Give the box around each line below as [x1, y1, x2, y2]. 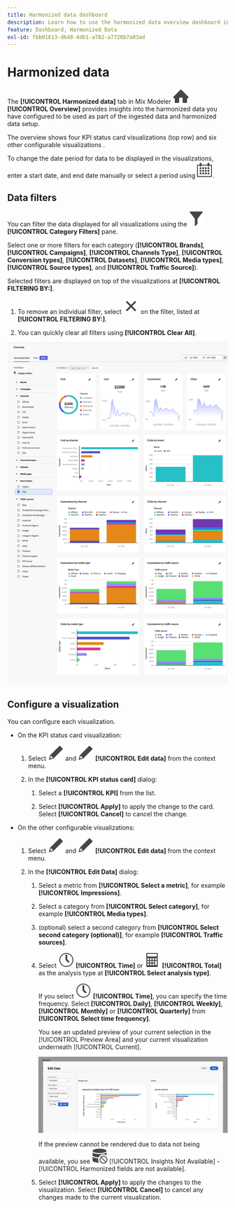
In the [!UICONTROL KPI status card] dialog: [27, 775, 157, 783]
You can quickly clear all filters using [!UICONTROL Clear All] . [17, 329, 197, 336]
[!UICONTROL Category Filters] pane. [7, 228, 118, 235]
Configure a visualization [7, 699, 119, 711]
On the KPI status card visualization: [17, 731, 122, 739]
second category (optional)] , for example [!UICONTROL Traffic [38, 931, 224, 939]
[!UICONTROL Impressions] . [38, 888, 122, 897]
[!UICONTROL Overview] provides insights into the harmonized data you [7, 105, 218, 114]
